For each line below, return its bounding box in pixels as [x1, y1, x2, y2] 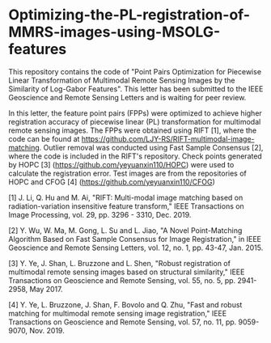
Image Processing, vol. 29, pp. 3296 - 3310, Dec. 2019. [8, 210, 192, 219]
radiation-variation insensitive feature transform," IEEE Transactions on [8, 201, 244, 211]
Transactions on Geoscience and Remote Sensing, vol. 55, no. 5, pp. [8, 275, 236, 285]
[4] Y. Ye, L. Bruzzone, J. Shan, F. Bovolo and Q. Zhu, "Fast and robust [8, 299, 243, 309]
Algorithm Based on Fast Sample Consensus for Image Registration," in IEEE [8, 234, 261, 243]
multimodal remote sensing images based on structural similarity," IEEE [8, 267, 245, 277]
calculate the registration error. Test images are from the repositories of [8, 168, 247, 178]
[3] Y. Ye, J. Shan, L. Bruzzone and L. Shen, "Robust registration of [8, 258, 231, 268]
